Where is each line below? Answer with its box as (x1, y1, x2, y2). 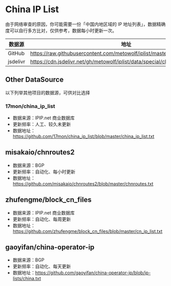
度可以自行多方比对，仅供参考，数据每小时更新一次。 (5, 27, 117, 34)
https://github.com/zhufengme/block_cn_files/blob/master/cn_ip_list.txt (12, 228, 163, 234)
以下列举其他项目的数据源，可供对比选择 (5, 89, 90, 95)
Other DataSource (5, 75, 64, 84)
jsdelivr (8, 58, 25, 65)
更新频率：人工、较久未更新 (12, 121, 71, 127)
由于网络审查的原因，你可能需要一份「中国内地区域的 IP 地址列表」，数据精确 (5, 21, 166, 27)
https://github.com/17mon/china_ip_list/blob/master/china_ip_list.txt (12, 134, 155, 140)
